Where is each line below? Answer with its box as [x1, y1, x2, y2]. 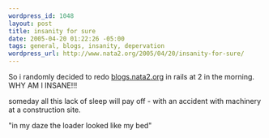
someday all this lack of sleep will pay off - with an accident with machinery [8, 97, 262, 106]
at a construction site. [8, 105, 81, 114]
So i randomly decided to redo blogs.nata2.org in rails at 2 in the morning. [8, 72, 255, 81]
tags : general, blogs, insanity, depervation [8, 42, 164, 50]
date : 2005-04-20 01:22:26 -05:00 [8, 34, 126, 43]
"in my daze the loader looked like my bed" [8, 121, 152, 130]
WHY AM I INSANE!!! [8, 80, 78, 90]
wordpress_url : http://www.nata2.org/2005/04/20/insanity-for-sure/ [8, 50, 245, 58]
